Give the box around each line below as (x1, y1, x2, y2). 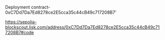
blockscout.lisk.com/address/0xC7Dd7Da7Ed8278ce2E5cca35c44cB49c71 (5, 24, 160, 30)
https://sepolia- (5, 19, 37, 25)
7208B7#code (5, 30, 34, 35)
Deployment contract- (5, 4, 51, 10)
